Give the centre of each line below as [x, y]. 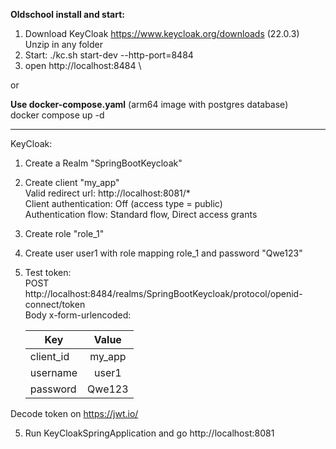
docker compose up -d [57, 115]
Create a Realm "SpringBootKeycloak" [103, 163]
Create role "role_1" [64, 233]
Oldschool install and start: [67, 14]
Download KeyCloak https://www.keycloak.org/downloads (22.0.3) [162, 33]
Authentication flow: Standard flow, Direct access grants [141, 214]
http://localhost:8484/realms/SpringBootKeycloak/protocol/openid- [163, 293]
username [53, 372]
